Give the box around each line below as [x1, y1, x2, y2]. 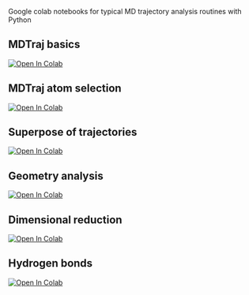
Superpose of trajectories [8, 125, 138, 139]
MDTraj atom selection [8, 82, 122, 95]
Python [8, 15, 32, 24]
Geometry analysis [8, 169, 104, 182]
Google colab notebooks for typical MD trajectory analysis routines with [8, 7, 243, 16]
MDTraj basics [8, 38, 81, 51]
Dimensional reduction [8, 213, 123, 226]
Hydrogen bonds [8, 256, 93, 271]
